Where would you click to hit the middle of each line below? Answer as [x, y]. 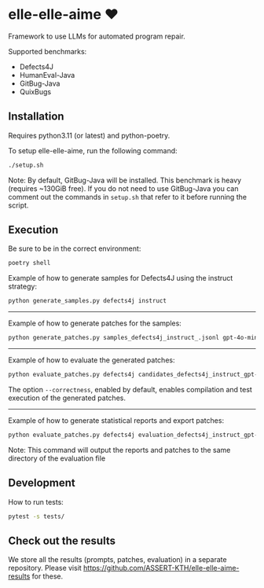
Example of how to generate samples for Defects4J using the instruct [121, 278]
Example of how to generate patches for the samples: [95, 323]
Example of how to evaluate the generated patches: [92, 360]
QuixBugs [35, 91]
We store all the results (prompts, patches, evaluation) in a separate [117, 560]
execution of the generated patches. [67, 398]
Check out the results [62, 540]
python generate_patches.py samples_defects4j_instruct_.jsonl [114, 338]
